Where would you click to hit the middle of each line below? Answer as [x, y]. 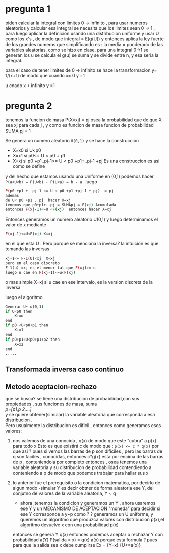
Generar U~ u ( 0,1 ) [24, 307]
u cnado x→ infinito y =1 [30, 85]
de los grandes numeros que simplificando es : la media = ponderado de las [84, 44]
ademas [12, 195]
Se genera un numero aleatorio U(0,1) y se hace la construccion [72, 140]
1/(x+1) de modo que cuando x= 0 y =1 [45, 75]
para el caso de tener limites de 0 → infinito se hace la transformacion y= [81, 70]
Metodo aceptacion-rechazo [51, 387]
